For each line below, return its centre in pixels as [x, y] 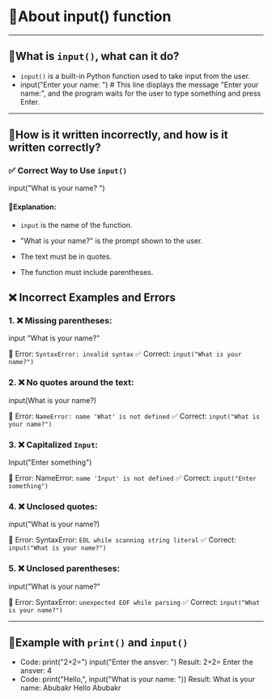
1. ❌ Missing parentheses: [60, 320]
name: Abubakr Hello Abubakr [70, 688]
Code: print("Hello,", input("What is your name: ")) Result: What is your [137, 680]
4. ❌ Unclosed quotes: [53, 506]
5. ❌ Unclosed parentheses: [64, 568]
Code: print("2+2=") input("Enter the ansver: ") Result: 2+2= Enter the [136, 662]
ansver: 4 [36, 671]
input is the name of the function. [76, 225]
